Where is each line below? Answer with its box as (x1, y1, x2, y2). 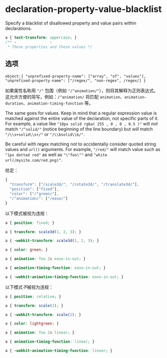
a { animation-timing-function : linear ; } (5, 339, 95, 344)
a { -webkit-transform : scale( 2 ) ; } (5, 312, 81, 317)
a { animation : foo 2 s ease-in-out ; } (5, 256, 86, 261)
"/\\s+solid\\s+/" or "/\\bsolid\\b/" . (5, 131, 85, 137)
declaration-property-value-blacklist (5, 3, 162, 15)
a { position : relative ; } (5, 294, 61, 299)
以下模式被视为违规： (5, 210, 49, 216)
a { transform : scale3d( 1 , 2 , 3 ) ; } (5, 229, 81, 234)
